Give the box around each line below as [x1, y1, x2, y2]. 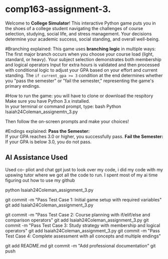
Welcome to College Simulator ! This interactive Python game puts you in [5, 20, 156, 26]
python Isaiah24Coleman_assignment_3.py [5, 187, 94, 193]
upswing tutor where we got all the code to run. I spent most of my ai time [5, 172, 158, 178]
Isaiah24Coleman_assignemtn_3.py [5, 109, 78, 115]
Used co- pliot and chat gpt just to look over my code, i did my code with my [5, 166, 163, 172]
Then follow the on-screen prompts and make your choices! [5, 118, 129, 124]
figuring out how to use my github [5, 177, 75, 183]
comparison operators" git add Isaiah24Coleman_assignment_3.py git [5, 217, 149, 223]
